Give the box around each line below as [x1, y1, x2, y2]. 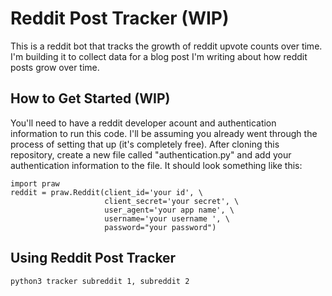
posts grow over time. [10, 61, 100, 73]
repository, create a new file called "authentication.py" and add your [10, 148, 292, 161]
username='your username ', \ [104, 213, 230, 224]
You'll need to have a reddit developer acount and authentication [10, 117, 277, 129]
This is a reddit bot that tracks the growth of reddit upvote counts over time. [10, 40, 323, 52]
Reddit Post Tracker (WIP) [10, 7, 230, 30]
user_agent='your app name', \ [104, 205, 235, 215]
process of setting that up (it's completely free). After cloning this [10, 138, 280, 150]
